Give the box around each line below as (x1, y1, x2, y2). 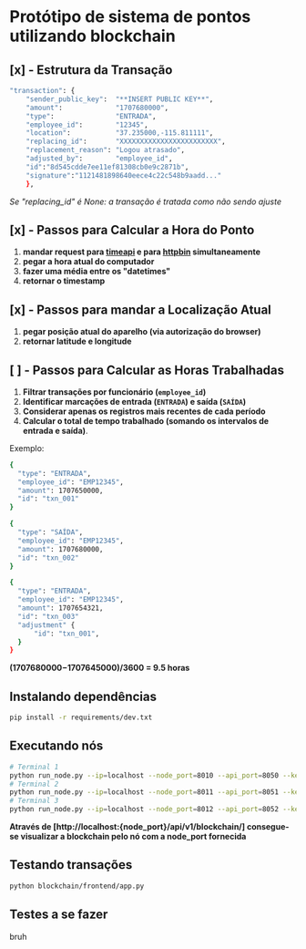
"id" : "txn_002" (17, 553, 79, 562)
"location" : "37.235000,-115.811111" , (25, 129, 214, 138)
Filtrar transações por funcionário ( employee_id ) (22, 386, 207, 397)
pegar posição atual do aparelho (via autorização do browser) (22, 326, 261, 337)
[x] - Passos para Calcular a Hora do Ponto (9, 222, 255, 238)
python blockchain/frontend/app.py (9, 882, 145, 891)
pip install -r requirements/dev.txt (9, 713, 153, 722)
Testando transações (9, 857, 133, 872)
